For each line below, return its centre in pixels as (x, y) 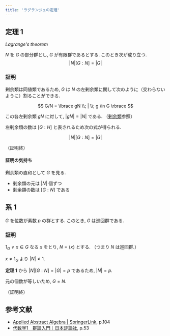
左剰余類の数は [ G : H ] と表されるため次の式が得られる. (63, 127)
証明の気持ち (19, 160)
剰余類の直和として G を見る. (36, 172)
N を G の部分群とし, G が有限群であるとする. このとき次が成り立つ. (76, 55)
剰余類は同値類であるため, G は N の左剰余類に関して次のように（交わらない (85, 89)
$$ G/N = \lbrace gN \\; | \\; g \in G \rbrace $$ (86, 106)
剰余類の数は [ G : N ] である (41, 190)
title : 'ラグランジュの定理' (33, 10)
